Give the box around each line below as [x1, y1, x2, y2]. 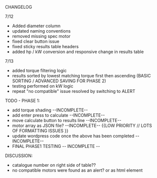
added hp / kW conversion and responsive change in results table [12, 49, 144, 54]
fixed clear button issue [12, 38, 60, 44]
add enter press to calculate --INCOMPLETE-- [12, 112, 105, 118]
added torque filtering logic [12, 68, 67, 73]
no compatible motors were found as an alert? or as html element [12, 167, 143, 173]
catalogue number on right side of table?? [12, 162, 96, 168]
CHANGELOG [5, 4, 33, 10]
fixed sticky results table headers [12, 44, 79, 49]
